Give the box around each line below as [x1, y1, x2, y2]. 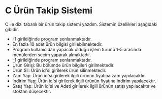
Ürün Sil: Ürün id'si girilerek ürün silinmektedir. [12, 67, 107, 73]
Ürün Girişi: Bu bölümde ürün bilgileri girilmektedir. [12, 62, 115, 68]
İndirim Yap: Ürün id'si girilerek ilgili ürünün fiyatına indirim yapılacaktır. [12, 78, 156, 84]
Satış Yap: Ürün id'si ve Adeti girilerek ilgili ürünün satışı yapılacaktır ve [12, 83, 156, 89]
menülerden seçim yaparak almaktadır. [12, 52, 91, 58]
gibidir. [5, 26, 19, 32]
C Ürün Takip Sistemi [5, 5, 93, 16]
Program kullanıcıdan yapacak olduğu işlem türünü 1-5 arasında [12, 46, 141, 52]
